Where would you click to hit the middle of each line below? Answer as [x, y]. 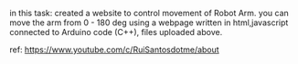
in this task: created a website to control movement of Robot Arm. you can [149, 13]
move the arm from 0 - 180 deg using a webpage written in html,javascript [149, 23]
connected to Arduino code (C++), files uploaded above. [116, 32]
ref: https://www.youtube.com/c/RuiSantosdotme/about [114, 50]
